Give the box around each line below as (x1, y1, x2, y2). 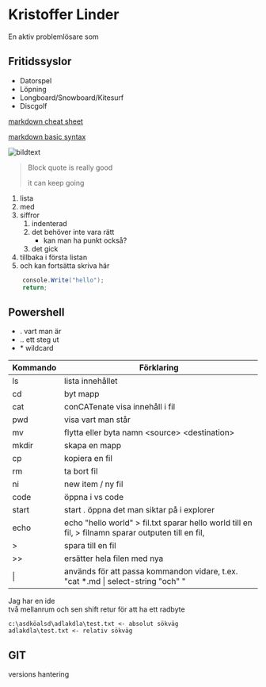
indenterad (31, 218, 67, 228)
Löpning (19, 84, 47, 94)
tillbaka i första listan (19, 252, 88, 262)
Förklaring (139, 363, 180, 374)
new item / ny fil (64, 478, 123, 489)
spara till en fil (64, 540, 116, 551)
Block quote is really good (27, 163, 113, 172)
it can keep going (27, 178, 85, 187)
